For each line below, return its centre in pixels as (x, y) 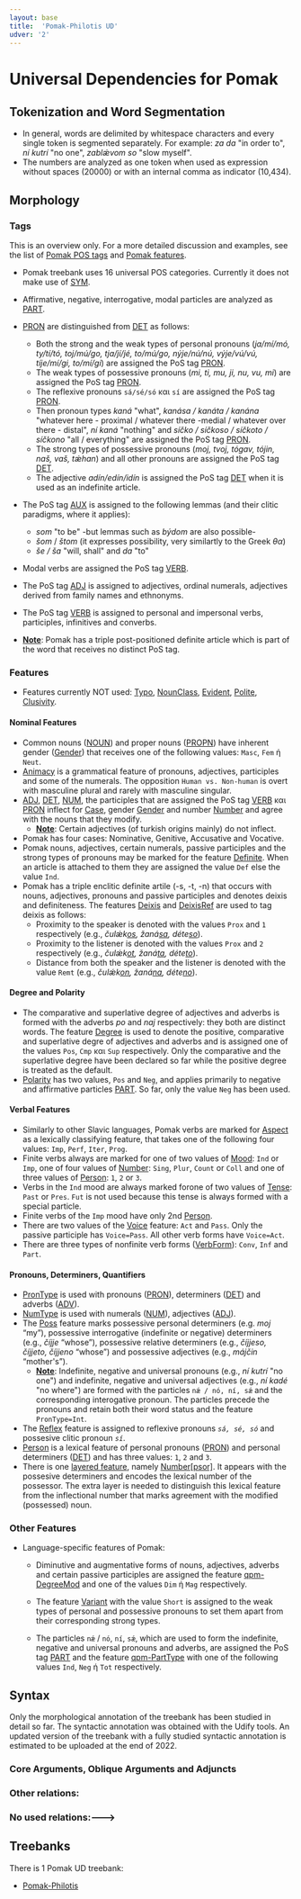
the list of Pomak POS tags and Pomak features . (98, 255)
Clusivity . (39, 702)
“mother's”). (45, 1362)
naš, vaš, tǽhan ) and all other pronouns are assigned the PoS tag (158, 459)
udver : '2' (30, 34)
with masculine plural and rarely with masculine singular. (127, 790)
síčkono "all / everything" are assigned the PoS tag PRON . (143, 440)
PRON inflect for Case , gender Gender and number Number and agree (152, 809)
